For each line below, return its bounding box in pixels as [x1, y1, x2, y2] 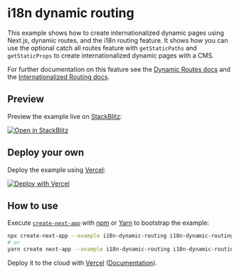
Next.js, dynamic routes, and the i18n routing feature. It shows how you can [7, 36, 228, 44]
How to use [7, 199, 58, 211]
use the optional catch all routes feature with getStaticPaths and [7, 43, 197, 52]
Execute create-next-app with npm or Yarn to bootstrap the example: [7, 218, 210, 227]
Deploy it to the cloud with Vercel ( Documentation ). [7, 258, 158, 267]
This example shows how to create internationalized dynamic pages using [7, 28, 224, 37]
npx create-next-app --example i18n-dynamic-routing [7, 233, 167, 240]
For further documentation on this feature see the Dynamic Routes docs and [7, 65, 231, 73]
